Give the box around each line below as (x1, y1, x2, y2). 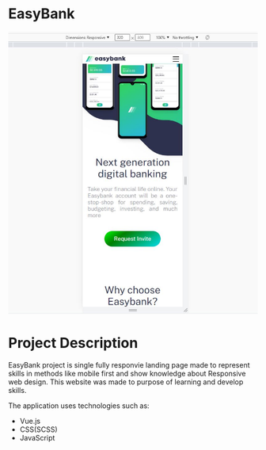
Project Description (8, 334, 139, 353)
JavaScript (19, 433, 55, 443)
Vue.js (19, 417, 41, 426)
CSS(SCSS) (19, 425, 58, 434)
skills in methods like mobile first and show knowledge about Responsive (8, 369, 246, 379)
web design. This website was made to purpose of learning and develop (8, 377, 244, 387)
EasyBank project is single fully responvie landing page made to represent (8, 360, 251, 370)
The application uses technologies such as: (8, 401, 150, 410)
